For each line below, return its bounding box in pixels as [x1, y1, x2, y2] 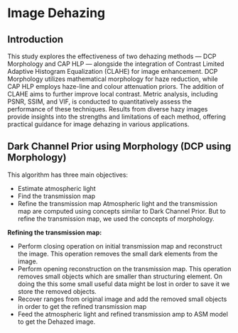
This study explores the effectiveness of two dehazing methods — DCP [7, 52, 217, 60]
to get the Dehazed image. [17, 317, 96, 326]
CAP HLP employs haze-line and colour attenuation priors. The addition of [7, 82, 225, 90]
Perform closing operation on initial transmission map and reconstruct [17, 241, 222, 250]
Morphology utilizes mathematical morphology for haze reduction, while [7, 75, 218, 83]
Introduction [7, 33, 64, 45]
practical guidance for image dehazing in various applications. [7, 120, 190, 129]
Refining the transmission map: [7, 228, 102, 236]
